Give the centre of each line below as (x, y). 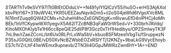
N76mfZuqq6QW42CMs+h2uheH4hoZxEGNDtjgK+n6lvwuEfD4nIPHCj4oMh (85, 18)
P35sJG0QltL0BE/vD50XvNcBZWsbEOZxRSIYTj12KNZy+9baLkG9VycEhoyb (86, 40)
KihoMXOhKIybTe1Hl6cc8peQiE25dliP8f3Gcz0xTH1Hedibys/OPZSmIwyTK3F (86, 29)
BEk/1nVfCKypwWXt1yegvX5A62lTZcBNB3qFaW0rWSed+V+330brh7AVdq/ (84, 23)
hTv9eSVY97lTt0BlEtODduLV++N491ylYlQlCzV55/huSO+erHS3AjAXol (93, 7)
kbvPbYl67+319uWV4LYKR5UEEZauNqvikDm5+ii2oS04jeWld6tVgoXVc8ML (85, 13)
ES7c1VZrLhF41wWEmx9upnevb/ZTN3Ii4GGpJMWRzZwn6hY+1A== (77, 45)
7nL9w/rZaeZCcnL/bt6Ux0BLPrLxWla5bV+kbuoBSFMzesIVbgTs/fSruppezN (85, 34)
